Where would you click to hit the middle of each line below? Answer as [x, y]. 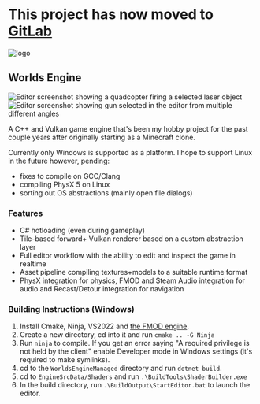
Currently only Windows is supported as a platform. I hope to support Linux [130, 152]
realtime [33, 264]
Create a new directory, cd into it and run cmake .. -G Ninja [117, 335]
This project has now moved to [111, 15]
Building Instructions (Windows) [72, 309]
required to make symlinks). [65, 360]
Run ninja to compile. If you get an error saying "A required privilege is [134, 343]
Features [26, 213]
